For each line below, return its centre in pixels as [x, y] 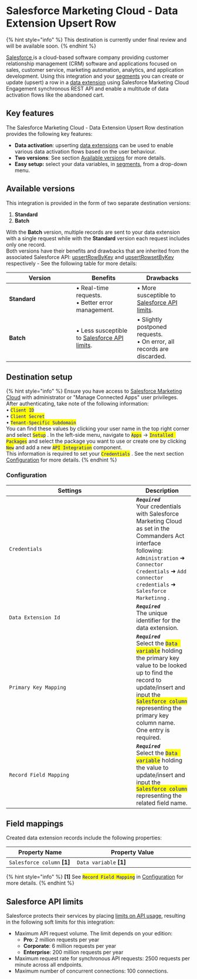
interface [149, 543]
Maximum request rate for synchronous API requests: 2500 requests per [102, 958]
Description [162, 490]
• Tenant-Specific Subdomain [41, 423]
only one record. [26, 244]
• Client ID [20, 410]
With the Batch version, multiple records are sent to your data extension [93, 232]
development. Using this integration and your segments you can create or [95, 76]
